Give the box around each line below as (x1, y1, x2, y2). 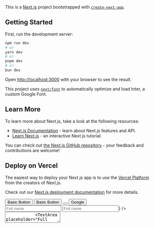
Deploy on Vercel (5, 162, 58, 170)
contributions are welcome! (5, 147, 60, 153)
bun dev (5, 68, 21, 73)
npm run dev (5, 40, 29, 45)
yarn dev (5, 50, 23, 55)
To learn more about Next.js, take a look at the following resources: (5, 118, 139, 124)
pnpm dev (5, 58, 23, 64)
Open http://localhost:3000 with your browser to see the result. (5, 76, 132, 82)
